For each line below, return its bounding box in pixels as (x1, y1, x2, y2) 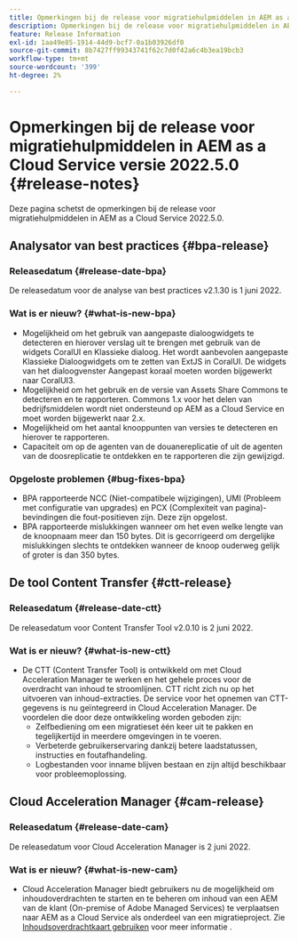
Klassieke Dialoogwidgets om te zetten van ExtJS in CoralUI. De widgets (21, 356, 286, 366)
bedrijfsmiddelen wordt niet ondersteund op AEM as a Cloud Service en (21, 403, 286, 414)
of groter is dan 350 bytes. (21, 549, 120, 560)
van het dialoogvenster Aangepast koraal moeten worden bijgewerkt (21, 366, 272, 376)
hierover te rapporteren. (21, 431, 110, 442)
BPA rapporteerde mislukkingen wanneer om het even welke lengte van (21, 521, 284, 532)
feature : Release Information (9, 29, 122, 38)
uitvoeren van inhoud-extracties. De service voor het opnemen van (21, 693, 268, 704)
